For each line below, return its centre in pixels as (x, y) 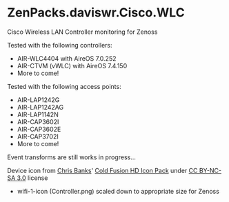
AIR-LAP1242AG (40, 107)
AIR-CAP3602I (38, 121)
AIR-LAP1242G (38, 100)
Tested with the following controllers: (60, 45)
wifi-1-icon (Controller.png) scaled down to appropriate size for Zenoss (118, 191)
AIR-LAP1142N (38, 114)
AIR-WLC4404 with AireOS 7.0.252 (67, 58)
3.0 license (32, 178)
